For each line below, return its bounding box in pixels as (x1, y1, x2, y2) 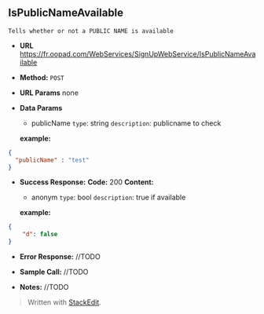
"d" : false (22, 231, 58, 239)
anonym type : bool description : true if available (31, 192, 186, 203)
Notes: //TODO (19, 283, 69, 292)
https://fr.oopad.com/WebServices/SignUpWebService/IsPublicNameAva (19, 49, 256, 58)
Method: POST (19, 72, 64, 82)
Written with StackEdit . (27, 298, 102, 307)
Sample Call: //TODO (19, 267, 89, 277)
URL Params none (19, 88, 79, 97)
